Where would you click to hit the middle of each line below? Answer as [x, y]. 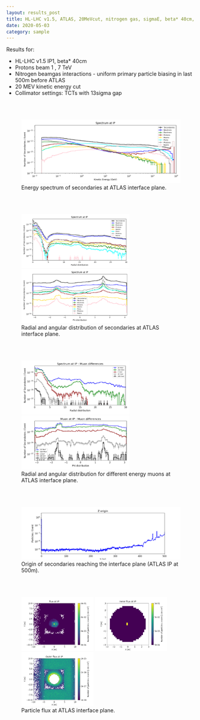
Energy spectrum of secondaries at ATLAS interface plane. [94, 187]
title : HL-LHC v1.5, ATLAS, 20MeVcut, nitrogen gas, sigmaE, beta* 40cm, [101, 19]
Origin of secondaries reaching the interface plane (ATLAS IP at [100, 564]
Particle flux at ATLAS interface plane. [68, 710]
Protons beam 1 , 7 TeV [43, 68]
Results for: [20, 50]
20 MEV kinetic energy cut [48, 86]
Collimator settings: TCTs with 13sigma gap [68, 93]
